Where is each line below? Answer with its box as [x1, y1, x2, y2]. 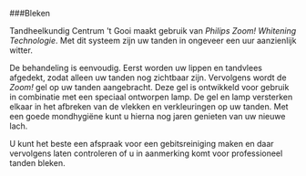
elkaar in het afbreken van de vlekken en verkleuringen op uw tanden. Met [9, 101, 289, 112]
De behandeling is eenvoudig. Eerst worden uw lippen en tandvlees [9, 63, 262, 73]
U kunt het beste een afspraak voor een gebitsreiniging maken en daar [9, 139, 275, 149]
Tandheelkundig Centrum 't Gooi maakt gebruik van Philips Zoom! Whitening [9, 26, 297, 36]
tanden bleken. [9, 158, 66, 168]
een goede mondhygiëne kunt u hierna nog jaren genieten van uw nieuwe [9, 111, 286, 121]
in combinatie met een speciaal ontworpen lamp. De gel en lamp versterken [9, 91, 293, 102]
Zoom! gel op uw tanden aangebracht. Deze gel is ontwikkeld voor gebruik [9, 82, 290, 92]
